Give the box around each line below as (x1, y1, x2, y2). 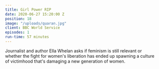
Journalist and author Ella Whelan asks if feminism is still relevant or (5, 47, 142, 54)
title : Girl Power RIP (5, 7, 51, 12)
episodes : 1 (5, 30, 29, 35)
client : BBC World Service (5, 25, 60, 30)
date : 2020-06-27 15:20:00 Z (5, 12, 65, 17)
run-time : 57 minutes (5, 35, 49, 40)
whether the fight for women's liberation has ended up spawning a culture (5, 53, 155, 59)
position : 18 (5, 16, 32, 21)
